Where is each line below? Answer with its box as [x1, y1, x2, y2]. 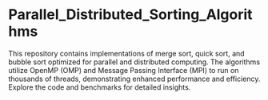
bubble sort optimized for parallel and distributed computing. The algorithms [8, 57, 261, 67]
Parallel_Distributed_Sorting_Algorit [8, 6, 254, 24]
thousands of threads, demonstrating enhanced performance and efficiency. [8, 74, 261, 83]
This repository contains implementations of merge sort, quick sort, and [8, 48, 246, 58]
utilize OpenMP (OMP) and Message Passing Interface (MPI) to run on [8, 65, 239, 75]
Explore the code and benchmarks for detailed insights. [8, 82, 191, 92]
